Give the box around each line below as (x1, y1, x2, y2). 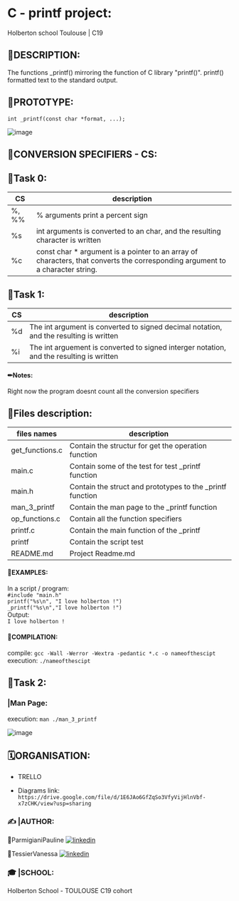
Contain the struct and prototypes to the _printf (69, 481, 227, 491)
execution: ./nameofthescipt (7, 657, 91, 665)
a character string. (36, 264, 97, 274)
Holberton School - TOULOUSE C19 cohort (7, 887, 133, 895)
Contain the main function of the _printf (69, 525, 201, 535)
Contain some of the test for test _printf (69, 461, 201, 471)
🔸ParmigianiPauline (7, 835, 64, 844)
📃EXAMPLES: (7, 568, 48, 577)
